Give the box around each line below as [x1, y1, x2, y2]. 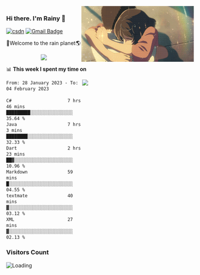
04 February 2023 [6, 86, 49, 92]
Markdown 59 [6, 169, 73, 175]
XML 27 [6, 217, 73, 223]
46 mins [6, 104, 26, 110]
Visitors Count [6, 248, 49, 257]
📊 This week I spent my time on [6, 65, 87, 73]
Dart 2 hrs [6, 146, 82, 151]
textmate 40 [6, 193, 73, 199]
